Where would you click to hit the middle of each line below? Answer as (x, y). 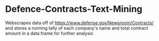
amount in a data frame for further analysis (49, 33)
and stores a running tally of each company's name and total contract (77, 28)
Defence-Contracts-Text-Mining (74, 9)
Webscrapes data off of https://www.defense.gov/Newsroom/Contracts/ (79, 23)
